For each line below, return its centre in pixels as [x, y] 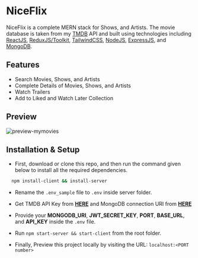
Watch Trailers [32, 92]
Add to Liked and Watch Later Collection [64, 98]
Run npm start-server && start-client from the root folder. [88, 233]
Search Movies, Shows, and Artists [57, 79]
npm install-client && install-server [60, 181]
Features [23, 65]
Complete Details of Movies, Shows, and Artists [73, 85]
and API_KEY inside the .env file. [55, 222]
